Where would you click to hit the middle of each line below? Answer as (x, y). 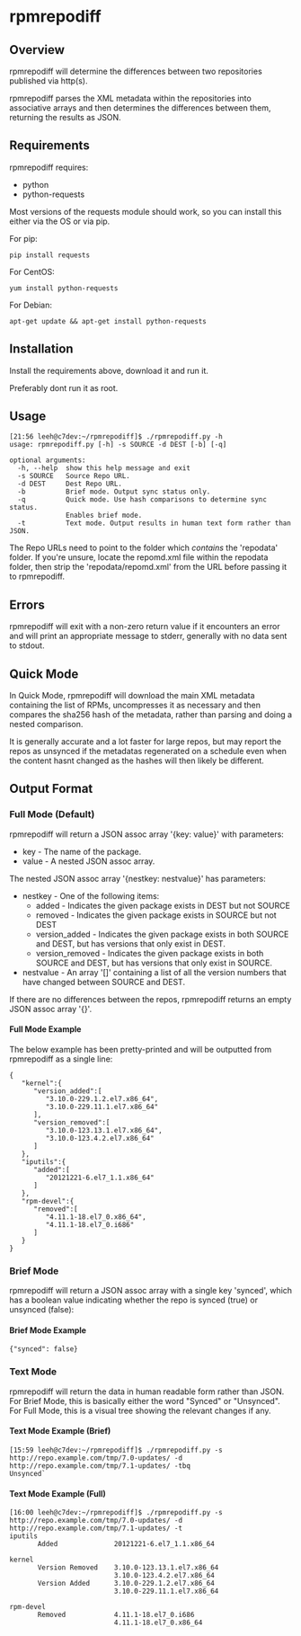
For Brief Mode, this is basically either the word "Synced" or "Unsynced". (145, 1400)
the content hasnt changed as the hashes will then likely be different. (137, 760)
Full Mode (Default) (52, 814)
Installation (41, 349)
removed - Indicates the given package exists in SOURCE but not (156, 915)
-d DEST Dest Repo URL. (70, 484)
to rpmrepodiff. (37, 576)
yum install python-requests (64, 288)
